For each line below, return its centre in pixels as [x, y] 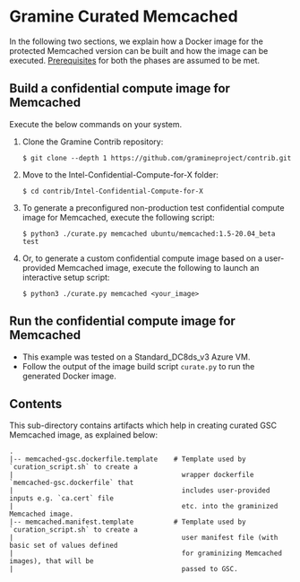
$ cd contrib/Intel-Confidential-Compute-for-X [112, 191]
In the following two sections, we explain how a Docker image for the [137, 41]
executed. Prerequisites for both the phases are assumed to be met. [135, 60]
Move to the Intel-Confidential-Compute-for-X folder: [120, 174]
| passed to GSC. [124, 569]
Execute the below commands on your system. [95, 124]
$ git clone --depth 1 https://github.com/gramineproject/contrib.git [157, 158]
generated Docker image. [69, 376]
